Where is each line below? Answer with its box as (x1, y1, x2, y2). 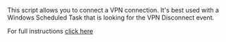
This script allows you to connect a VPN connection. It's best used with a (7, 6, 220, 14)
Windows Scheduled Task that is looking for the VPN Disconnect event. (7, 13, 215, 22)
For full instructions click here (7, 27, 94, 35)
